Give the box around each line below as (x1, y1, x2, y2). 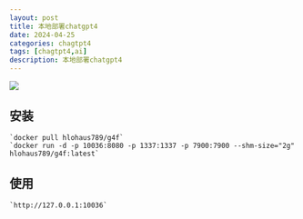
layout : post (9, 13, 59, 23)
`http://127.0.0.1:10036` (9, 201, 107, 210)
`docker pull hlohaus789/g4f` (9, 133, 125, 142)
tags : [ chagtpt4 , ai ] (9, 47, 88, 56)
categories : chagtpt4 (9, 38, 92, 48)
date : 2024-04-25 (9, 30, 76, 39)
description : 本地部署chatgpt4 (9, 55, 123, 65)
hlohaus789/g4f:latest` (9, 149, 100, 158)
